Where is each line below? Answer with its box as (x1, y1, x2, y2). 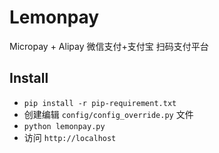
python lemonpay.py (23, 121, 106, 131)
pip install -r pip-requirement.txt (23, 98, 177, 108)
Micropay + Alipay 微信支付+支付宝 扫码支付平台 (9, 40, 209, 52)
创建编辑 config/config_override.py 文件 (23, 108, 194, 120)
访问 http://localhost (23, 131, 117, 143)
